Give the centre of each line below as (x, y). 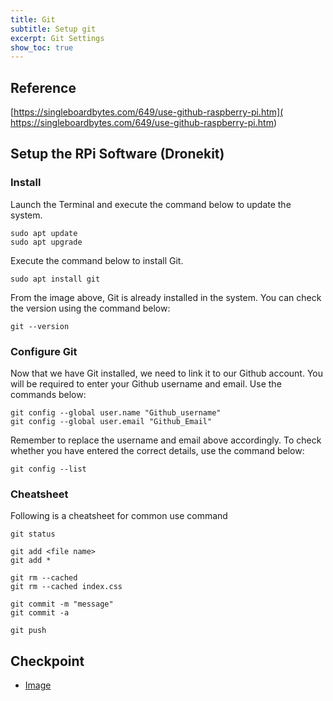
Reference (43, 87)
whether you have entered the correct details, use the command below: (157, 451)
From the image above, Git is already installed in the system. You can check (166, 297)
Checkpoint (47, 661)
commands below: (48, 395)
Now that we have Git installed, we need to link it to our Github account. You (167, 373)
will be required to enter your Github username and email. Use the (146, 384)
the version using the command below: (90, 308)
